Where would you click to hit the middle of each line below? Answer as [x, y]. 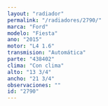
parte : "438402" [31, 59]
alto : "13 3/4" [29, 72]
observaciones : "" [34, 85]
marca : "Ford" [28, 26]
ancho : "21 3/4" [31, 78]
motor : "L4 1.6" [31, 46]
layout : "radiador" [36, 14]
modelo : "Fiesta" [33, 33]
